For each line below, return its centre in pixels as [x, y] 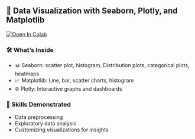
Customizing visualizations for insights [61, 130]
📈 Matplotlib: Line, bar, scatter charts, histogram [74, 81]
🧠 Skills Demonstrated [38, 105]
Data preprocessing [39, 117]
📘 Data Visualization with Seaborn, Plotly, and [92, 11]
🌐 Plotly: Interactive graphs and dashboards [68, 89]
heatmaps [27, 74]
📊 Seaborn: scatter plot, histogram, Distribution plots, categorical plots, [102, 65]
